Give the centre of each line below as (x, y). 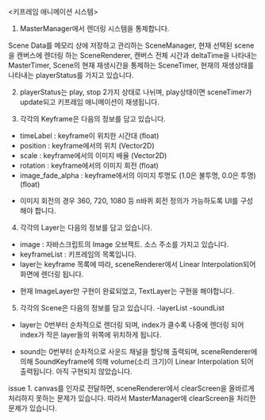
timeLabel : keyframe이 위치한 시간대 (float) (89, 136)
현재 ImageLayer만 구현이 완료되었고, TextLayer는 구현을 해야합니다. (127, 291)
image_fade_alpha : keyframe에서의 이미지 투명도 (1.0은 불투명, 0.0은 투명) (138, 175)
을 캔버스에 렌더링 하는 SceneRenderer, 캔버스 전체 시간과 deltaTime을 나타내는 (133, 55)
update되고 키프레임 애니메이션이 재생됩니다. (90, 102)
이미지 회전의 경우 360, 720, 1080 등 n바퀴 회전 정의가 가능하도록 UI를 (129, 200)
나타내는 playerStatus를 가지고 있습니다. (71, 75)
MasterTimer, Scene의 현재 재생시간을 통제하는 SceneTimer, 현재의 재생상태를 (131, 65)
